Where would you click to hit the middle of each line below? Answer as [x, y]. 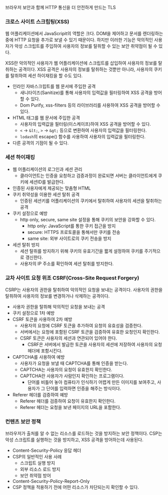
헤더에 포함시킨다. [45, 351]
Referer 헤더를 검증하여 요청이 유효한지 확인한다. [68, 401]
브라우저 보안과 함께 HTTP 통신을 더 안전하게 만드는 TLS [61, 7]
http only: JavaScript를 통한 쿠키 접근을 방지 [72, 226]
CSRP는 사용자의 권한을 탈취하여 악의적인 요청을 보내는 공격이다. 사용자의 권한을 [84, 290]
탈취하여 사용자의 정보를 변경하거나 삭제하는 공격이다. [57, 296]
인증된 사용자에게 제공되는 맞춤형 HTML [52, 188]
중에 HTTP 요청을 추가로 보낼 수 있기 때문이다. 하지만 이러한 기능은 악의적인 [79, 40]
